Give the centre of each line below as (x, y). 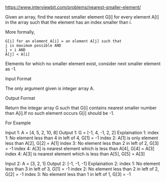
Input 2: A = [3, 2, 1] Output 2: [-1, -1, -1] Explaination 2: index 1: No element (82, 163)
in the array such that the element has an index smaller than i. (68, 22)
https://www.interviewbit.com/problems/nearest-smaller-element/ (73, 7)
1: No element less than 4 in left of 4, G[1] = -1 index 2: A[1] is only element (82, 138)
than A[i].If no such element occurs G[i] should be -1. (60, 113)
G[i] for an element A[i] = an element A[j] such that (63, 41)
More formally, (20, 32)
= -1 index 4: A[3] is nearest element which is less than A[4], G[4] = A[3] (80, 148)
